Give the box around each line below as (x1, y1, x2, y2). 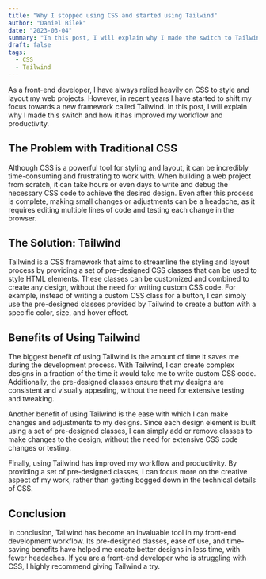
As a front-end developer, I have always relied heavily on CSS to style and (8, 85, 249, 94)
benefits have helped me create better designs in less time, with (31, 545, 241, 554)
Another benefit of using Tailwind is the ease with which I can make (8, 409, 229, 419)
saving (8, 545, 30, 554)
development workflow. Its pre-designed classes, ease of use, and (8, 536, 226, 546)
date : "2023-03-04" (8, 26, 73, 34)
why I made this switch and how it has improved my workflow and (8, 110, 223, 120)
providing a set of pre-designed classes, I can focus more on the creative (8, 467, 248, 477)
